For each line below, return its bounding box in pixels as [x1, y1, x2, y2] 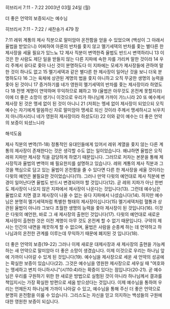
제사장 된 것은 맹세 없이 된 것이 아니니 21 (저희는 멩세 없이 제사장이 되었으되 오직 [5, 101, 164, 106]
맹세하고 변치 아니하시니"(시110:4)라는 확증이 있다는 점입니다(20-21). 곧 [10, 267, 153, 272]
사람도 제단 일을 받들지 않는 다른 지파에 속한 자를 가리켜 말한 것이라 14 [20, 56, 159, 62]
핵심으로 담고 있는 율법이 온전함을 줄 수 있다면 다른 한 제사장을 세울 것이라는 [14, 167, 165, 173]
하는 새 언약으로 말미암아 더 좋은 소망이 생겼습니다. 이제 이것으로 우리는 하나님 [5, 247, 160, 254]
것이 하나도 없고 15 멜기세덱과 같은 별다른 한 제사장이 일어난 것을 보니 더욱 [10, 69, 157, 75]
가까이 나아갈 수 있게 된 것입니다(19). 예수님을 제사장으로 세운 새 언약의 [10, 254, 151, 260]
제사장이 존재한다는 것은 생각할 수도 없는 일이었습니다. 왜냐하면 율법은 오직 [14, 148, 162, 154]
